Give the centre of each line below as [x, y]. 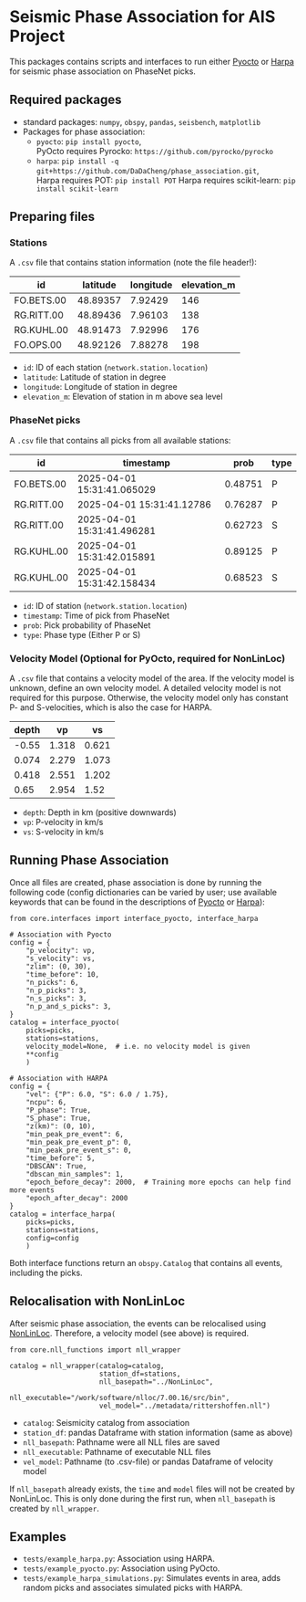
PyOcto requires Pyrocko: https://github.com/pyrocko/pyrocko [155, 151]
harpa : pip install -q [77, 161]
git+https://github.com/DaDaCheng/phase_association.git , [148, 170]
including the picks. [46, 1272]
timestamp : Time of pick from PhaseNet [96, 615]
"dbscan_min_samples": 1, [75, 1174]
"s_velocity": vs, [61, 958]
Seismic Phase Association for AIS [143, 17]
